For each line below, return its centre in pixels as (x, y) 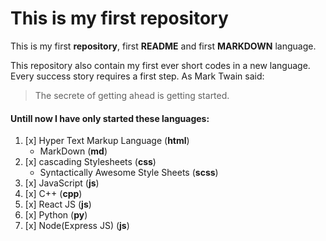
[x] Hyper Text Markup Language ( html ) (107, 141)
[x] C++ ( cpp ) (53, 194)
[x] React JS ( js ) (58, 204)
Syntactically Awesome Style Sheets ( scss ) (129, 173)
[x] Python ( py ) (56, 215)
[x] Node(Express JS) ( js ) (77, 226)
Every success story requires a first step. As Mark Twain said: (137, 76)
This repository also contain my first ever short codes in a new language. (160, 65)
